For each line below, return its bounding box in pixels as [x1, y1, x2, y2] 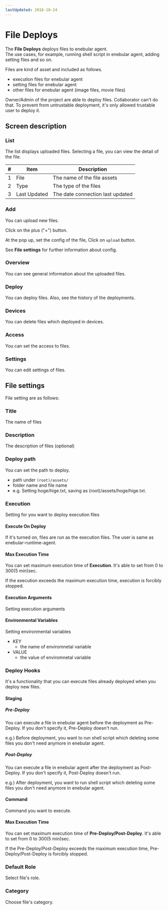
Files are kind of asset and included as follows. [5, 66, 102, 72]
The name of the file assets [52, 175, 118, 182]
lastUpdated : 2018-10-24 [5, 7, 58, 13]
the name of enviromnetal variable [20, 644, 92, 650]
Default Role [5, 864, 36, 870]
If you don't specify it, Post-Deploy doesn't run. [22, 770, 121, 776]
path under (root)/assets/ [12, 477, 69, 483]
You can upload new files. [5, 217, 59, 223]
